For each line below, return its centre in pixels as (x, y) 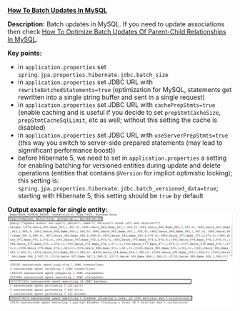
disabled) (31, 127)
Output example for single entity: (57, 209)
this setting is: (38, 180)
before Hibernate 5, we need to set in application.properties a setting (122, 158)
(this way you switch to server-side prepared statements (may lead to (120, 143)
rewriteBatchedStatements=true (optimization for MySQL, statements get (125, 90)
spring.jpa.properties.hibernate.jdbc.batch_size (93, 75)
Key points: (25, 53)
